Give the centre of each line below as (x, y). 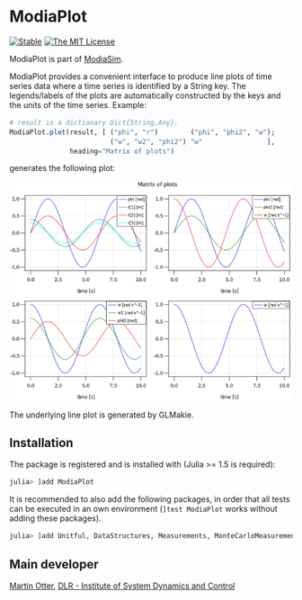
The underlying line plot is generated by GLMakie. (102, 415)
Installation (41, 443)
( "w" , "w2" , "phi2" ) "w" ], (192, 141)
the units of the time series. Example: (78, 104)
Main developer (54, 564)
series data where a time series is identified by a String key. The (128, 85)
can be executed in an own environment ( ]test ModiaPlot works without (143, 509)
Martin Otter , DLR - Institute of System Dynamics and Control (122, 586)
